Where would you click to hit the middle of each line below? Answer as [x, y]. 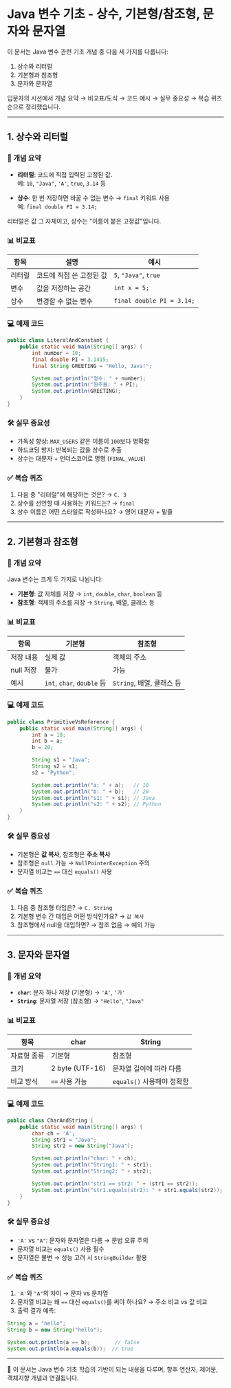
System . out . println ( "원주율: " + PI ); [85, 385]
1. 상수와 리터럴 [38, 137]
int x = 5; [132, 288]
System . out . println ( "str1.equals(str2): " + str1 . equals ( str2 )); [128, 1190]
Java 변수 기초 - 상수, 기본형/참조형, [104, 14]
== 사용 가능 [69, 1081]
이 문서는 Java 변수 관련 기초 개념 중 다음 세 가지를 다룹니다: [88, 52]
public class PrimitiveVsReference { [61, 722]
